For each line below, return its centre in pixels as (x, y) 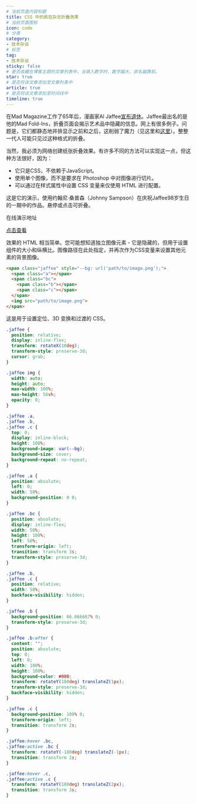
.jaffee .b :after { (30, 638)
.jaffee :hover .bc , (30, 741)
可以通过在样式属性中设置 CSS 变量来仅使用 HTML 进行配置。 (89, 185)
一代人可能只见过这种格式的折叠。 (47, 138)
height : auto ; (28, 384)
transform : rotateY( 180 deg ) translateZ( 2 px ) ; (68, 785)
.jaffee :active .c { (31, 779)
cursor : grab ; (28, 357)
